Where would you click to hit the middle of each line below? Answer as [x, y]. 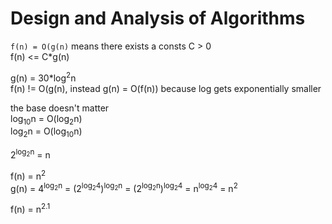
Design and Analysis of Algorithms [158, 18]
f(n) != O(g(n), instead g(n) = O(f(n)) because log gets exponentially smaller [166, 88]
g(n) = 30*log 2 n [43, 77]
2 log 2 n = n [30, 154]
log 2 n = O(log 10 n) [46, 132]
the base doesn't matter [60, 108]
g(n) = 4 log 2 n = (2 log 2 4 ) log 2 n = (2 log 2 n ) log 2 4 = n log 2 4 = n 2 [124, 187]
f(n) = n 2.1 [30, 208]
